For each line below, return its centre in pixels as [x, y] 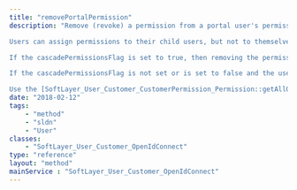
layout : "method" [41, 163]
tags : [19, 106]
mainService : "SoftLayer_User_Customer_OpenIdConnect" [114, 171]
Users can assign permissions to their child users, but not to [130, 42]
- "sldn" [41, 122]
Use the [23, 89]
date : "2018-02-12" [45, 98]
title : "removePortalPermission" [71, 17]
